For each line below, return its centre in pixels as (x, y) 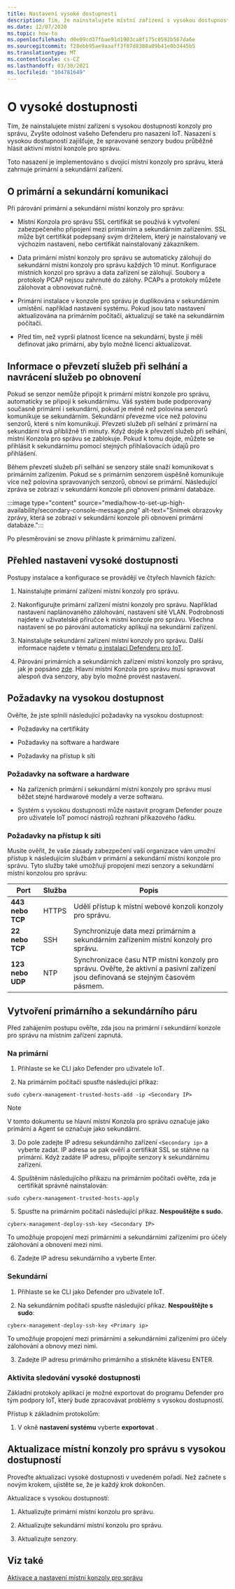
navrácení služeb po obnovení (74, 377)
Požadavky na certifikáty (53, 729)
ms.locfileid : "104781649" (47, 72)
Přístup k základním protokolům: (54, 1413)
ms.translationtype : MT (42, 53)
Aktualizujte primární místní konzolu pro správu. (86, 1511)
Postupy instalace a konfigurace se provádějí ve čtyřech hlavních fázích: (112, 577)
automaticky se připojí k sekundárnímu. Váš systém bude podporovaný (109, 401)
